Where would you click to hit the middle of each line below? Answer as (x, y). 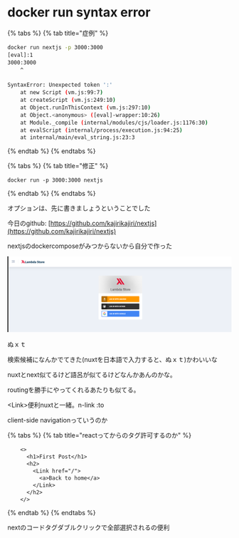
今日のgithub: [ (29, 223)
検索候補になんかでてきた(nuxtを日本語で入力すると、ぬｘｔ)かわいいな (113, 360)
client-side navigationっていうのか (58, 420)
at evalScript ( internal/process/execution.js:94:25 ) (101, 130)
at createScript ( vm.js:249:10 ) (68, 100)
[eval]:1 (20, 55)
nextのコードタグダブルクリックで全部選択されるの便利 (89, 527)
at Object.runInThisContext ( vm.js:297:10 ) (86, 108)
